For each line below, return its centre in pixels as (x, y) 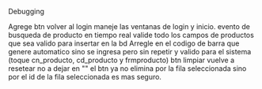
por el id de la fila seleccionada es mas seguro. (85, 77)
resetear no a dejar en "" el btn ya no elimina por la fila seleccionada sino (127, 69)
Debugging (27, 11)
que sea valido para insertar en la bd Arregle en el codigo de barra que (124, 43)
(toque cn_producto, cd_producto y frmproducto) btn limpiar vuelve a (122, 60)
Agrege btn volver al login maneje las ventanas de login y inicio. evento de (129, 26)
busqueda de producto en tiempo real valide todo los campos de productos (131, 35)
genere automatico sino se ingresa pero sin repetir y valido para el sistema (130, 52)
